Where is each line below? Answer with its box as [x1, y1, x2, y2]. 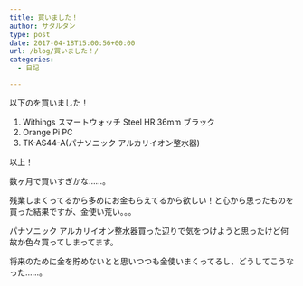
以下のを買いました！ [9, 97, 89, 108]
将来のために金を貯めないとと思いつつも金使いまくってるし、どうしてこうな [9, 255, 294, 266]
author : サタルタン [9, 22, 76, 31]
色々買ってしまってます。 [24, 236, 118, 247]
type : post [9, 30, 51, 39]
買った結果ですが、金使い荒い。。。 [9, 206, 137, 217]
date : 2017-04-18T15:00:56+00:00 [9, 38, 136, 48]
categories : [9, 55, 54, 64]
